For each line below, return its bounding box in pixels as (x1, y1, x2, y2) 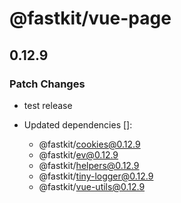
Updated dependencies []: (23, 118, 133, 131)
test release (23, 99, 73, 111)
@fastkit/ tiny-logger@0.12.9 (38, 170, 154, 182)
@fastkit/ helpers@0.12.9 (38, 159, 140, 171)
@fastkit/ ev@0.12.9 (38, 148, 119, 161)
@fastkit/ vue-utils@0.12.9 (38, 180, 146, 192)
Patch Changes (9, 77, 86, 91)
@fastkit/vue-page (9, 7, 172, 30)
